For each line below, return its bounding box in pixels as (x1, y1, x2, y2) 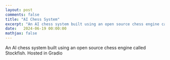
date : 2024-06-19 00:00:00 (5, 26, 67, 31)
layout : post (5, 7, 33, 13)
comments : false (5, 12, 39, 17)
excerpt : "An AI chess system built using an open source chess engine (5, 21, 159, 27)
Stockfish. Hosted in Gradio (5, 50, 63, 56)
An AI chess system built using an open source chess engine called (5, 45, 146, 50)
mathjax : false (5, 31, 37, 36)
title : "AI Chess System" (5, 17, 60, 22)
